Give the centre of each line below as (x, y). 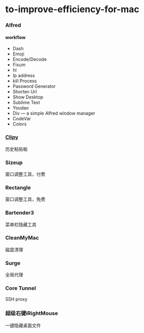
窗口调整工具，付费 (25, 174)
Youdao (21, 108)
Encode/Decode (30, 59)
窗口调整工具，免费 (25, 199)
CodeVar (22, 119)
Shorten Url (25, 92)
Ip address (24, 76)
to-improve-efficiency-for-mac (72, 9)
